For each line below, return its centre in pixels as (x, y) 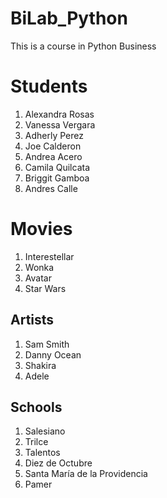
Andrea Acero (53, 156)
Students (49, 86)
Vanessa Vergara (60, 124)
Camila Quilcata (57, 167)
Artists (32, 320)
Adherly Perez (54, 135)
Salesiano (45, 431)
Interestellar (49, 256)
